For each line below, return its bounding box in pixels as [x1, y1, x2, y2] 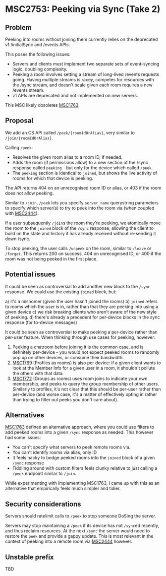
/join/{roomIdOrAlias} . [5, 135, 54, 141]
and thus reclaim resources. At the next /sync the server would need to [5, 528, 150, 534]
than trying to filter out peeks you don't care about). [12, 396, 118, 402]
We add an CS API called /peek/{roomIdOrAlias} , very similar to [5, 129, 135, 135]
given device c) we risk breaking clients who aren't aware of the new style [5, 309, 157, 315]
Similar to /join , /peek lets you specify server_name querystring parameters [5, 199, 159, 205]
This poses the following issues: [5, 51, 71, 57]
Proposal [5, 117, 34, 125]
